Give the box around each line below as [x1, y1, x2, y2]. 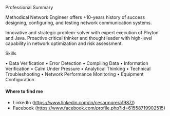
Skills [5, 51, 17, 56]
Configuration [5, 77, 35, 82]
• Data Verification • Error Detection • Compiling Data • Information [5, 60, 148, 66]
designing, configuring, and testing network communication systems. [5, 20, 153, 26]
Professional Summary [5, 5, 53, 10]
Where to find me [5, 88, 43, 94]
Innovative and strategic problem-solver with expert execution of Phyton [5, 30, 159, 35]
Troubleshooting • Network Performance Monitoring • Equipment [5, 71, 144, 77]
